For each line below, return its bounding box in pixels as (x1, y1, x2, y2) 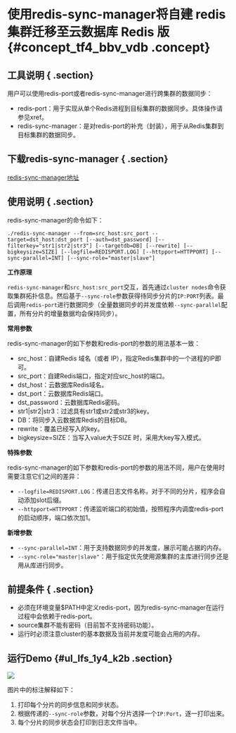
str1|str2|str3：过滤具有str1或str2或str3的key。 (17, 406, 153, 415)
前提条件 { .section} (7, 584, 94, 596)
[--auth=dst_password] (85, 236, 152, 243)
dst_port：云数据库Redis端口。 (17, 389, 107, 398)
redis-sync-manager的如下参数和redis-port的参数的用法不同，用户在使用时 (7, 463, 225, 472)
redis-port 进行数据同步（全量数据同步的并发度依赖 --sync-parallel (25, 300, 221, 308)
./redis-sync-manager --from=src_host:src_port (7, 230, 150, 237)
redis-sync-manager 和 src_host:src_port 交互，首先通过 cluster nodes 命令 (7, 282, 220, 291)
